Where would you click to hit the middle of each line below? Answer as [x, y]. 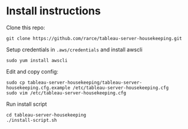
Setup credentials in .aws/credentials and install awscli [74, 50]
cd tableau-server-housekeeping [46, 115]
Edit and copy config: [32, 71]
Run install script [27, 104]
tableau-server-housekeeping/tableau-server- [85, 82]
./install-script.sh [32, 120]
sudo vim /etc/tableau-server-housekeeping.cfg [66, 93]
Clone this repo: [26, 27]
